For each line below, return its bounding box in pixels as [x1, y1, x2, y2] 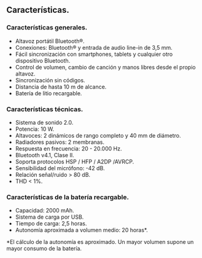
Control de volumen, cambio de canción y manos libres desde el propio [15, 63, 196, 71]
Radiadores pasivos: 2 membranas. [15, 138, 105, 146]
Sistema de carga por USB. [15, 213, 84, 221]
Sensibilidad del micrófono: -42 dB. [15, 164, 106, 171]
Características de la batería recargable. [6, 193, 129, 201]
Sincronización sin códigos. [15, 76, 85, 84]
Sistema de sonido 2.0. [15, 119, 74, 126]
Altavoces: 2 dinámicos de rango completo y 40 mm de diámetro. [15, 131, 181, 139]
